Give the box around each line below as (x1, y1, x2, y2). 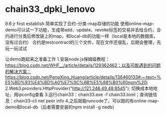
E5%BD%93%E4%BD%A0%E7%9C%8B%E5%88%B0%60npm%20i (5, 79, 148, 85)
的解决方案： (5, 68, 31, 74)
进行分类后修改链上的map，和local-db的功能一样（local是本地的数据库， (9, 33, 158, 39)
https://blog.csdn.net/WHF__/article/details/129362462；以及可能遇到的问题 (5, 62, 161, 68)
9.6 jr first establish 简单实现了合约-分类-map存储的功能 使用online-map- (5, 20, 155, 26)
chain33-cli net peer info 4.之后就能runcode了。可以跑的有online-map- (13, 98, 160, 104)
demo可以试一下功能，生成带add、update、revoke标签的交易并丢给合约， (5, 26, 157, 33)
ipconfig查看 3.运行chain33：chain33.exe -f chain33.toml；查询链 (18, 91, 153, 98)
